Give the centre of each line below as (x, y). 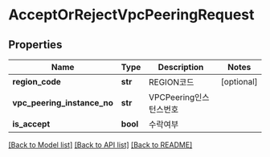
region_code (37, 82)
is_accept (31, 124)
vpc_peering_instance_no (63, 103)
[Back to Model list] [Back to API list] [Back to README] (100, 145)
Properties (35, 45)
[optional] (239, 82)
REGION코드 (171, 82)
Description (181, 67)
